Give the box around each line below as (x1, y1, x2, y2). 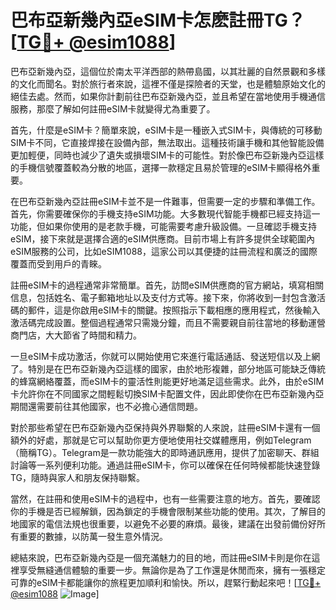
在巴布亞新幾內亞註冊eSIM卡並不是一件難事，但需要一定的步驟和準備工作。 (10, 195, 321, 207)
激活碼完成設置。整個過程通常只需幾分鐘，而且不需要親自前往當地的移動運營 (10, 316, 326, 328)
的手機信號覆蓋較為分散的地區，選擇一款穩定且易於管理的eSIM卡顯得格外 (10, 161, 312, 173)
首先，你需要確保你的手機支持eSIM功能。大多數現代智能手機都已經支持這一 (10, 207, 321, 220)
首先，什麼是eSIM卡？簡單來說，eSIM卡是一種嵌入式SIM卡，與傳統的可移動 (10, 124, 323, 136)
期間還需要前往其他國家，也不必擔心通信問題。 (10, 400, 203, 412)
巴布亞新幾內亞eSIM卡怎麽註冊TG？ (10, 9, 306, 32)
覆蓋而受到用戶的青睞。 (10, 257, 107, 270)
